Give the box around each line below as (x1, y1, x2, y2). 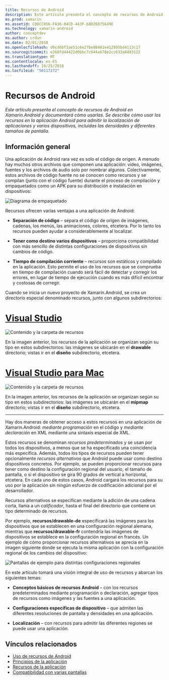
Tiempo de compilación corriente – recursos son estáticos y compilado (12, 258, 162, 264)
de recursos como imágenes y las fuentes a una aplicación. (12, 595, 136, 601)
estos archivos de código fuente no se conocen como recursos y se (5, 172, 146, 178)
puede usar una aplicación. (12, 625, 69, 631)
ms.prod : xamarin (5, 17, 42, 22)
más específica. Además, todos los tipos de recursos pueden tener (5, 450, 144, 456)
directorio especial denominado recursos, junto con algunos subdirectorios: (5, 295, 162, 301)
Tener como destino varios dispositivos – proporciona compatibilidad (12, 238, 158, 244)
